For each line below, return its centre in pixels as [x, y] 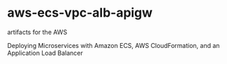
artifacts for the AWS [37, 32]
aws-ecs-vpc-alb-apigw [80, 13]
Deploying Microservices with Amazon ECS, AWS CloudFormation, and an [113, 45]
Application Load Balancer [45, 53]
